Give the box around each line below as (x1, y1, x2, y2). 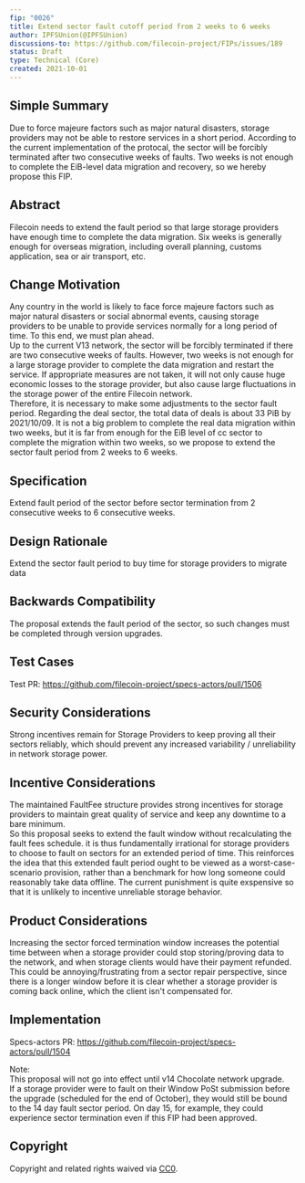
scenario (9, 867, 43, 878)
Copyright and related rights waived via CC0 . (9, 1163, 178, 1174)
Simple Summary (9, 98, 109, 114)
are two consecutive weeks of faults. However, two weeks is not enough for (9, 350, 294, 361)
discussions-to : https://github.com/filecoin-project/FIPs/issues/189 (9, 38, 283, 48)
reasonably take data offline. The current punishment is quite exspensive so (9, 877, 294, 888)
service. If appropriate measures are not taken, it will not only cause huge (9, 369, 286, 380)
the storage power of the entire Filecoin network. (9, 389, 193, 400)
